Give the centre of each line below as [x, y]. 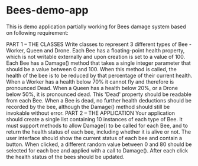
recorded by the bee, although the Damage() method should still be [88, 107]
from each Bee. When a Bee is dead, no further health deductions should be [99, 100]
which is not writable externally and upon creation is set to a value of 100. [95, 57]
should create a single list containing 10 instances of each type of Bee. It [95, 119]
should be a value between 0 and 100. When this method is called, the [92, 69]
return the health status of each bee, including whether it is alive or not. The [98, 132]
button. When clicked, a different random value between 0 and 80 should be [99, 144]
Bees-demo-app [47, 10]
